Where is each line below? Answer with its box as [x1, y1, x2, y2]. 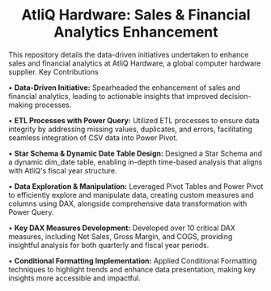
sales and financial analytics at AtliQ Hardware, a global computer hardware [8, 58, 261, 68]
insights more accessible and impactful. [8, 273, 142, 283]
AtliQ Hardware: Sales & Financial [21, 6, 251, 24]
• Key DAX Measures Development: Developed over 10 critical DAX [8, 223, 236, 233]
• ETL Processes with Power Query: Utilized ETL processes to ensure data [8, 115, 260, 125]
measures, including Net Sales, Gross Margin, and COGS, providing [8, 231, 233, 241]
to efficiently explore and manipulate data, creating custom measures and [8, 190, 254, 199]
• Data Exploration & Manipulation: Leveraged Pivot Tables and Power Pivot [8, 181, 264, 191]
